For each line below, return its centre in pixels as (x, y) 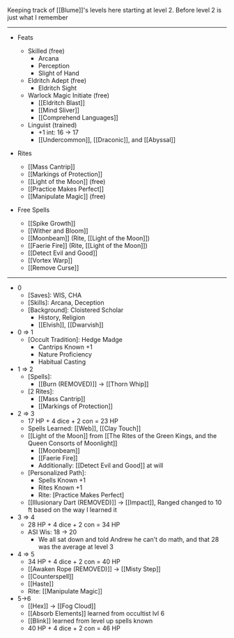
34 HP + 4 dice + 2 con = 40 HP (74, 561)
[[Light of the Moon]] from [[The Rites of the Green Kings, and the (122, 436)
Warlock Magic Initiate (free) (69, 95)
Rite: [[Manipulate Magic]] (65, 591)
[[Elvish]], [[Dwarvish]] (71, 325)
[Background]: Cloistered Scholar (76, 310)
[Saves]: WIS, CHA (55, 295)
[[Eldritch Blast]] (62, 103)
